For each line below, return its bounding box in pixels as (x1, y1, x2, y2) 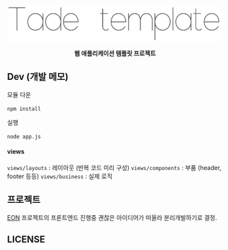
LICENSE (7, 234, 46, 245)
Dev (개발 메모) (7, 71, 68, 83)
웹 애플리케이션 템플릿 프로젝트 (74, 49, 156, 57)
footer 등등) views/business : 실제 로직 (7, 172, 113, 180)
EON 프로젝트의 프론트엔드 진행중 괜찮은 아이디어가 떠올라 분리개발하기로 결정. (7, 213, 218, 221)
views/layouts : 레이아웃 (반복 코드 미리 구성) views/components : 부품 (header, (7, 163, 222, 171)
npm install (7, 105, 41, 112)
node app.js (7, 133, 41, 140)
